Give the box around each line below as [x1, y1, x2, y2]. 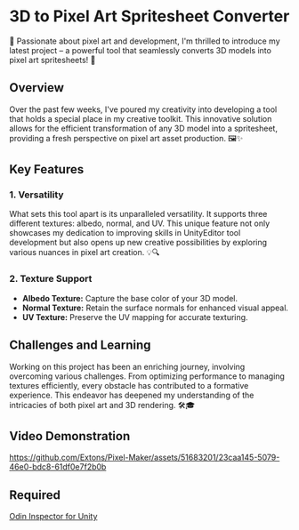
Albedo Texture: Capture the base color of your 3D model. [21, 293, 238, 303]
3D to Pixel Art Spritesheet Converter [9, 6, 290, 27]
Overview [9, 80, 65, 95]
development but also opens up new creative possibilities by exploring [9, 237, 268, 248]
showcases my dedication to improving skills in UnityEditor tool [9, 228, 241, 238]
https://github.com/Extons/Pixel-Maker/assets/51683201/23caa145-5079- [9, 452, 280, 463]
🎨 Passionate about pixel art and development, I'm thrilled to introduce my [9, 36, 280, 46]
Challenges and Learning [9, 338, 151, 353]
